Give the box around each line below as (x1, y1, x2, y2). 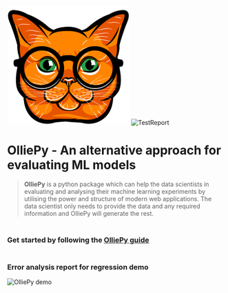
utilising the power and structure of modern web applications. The (23, 194, 212, 203)
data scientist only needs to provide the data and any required (23, 202, 201, 210)
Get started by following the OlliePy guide (7, 235, 149, 245)
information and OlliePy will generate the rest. (23, 209, 154, 217)
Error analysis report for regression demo (7, 262, 149, 272)
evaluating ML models (7, 157, 136, 173)
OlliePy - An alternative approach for (7, 143, 222, 159)
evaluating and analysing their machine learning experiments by (23, 187, 206, 195)
